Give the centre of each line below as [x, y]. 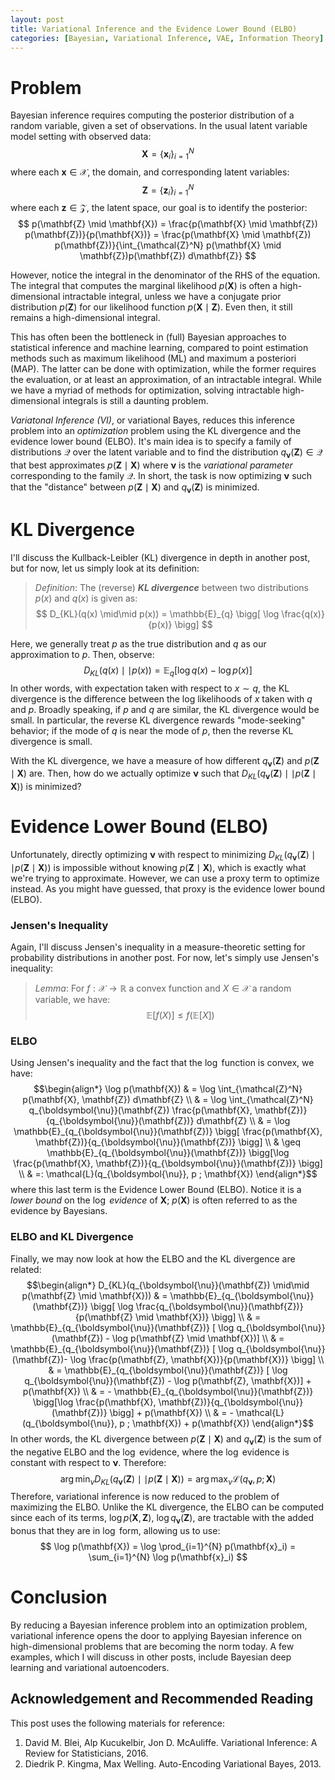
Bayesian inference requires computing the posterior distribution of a [152, 115]
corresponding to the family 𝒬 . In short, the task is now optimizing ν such [161, 476]
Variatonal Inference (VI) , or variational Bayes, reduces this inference [152, 420]
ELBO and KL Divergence [72, 1237]
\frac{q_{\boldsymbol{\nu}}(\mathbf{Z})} [219, 1306]
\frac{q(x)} [303, 613]
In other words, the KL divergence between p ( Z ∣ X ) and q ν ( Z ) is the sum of [166, 1439]
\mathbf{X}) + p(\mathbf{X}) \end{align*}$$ [223, 1423]
